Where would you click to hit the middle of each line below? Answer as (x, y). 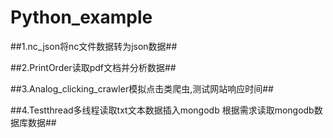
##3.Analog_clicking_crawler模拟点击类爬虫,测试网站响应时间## (142, 88)
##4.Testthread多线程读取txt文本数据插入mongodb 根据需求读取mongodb (162, 110)
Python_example (81, 17)
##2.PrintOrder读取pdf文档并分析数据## (93, 67)
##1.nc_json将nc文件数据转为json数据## (94, 46)
